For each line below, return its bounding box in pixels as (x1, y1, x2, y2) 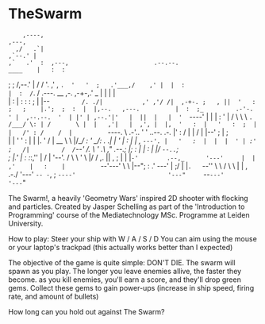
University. (8, 218, 44, 228)
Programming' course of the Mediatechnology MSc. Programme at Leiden (8, 210, 250, 219)
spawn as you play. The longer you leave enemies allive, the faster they (8, 266, 242, 276)
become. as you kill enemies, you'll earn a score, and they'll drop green (8, 275, 242, 284)
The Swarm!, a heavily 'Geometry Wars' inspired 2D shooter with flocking (8, 193, 248, 202)
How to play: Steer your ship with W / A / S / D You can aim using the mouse (8, 233, 258, 243)
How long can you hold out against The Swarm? (8, 307, 165, 316)
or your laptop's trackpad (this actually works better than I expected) (8, 242, 233, 252)
